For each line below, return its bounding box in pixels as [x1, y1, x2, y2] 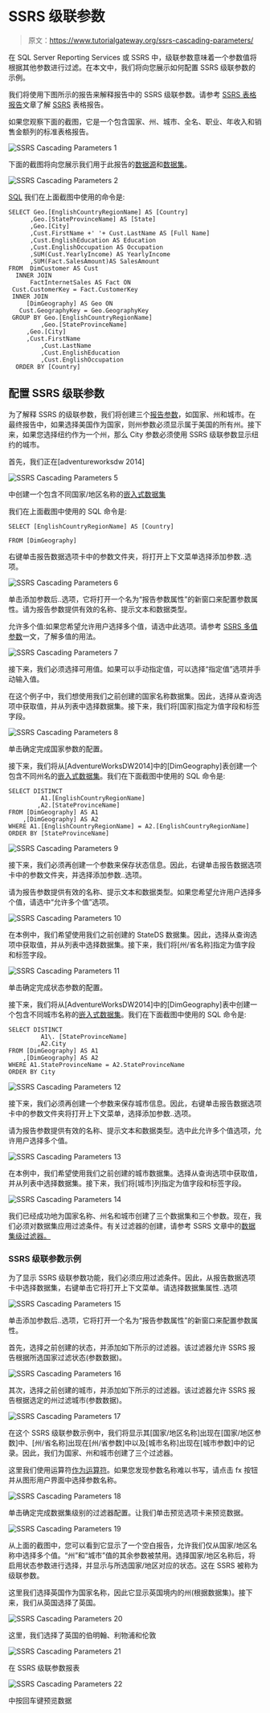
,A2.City [37, 1040, 67, 1048]
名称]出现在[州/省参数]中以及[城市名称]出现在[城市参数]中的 [51, 1438, 248, 1448]
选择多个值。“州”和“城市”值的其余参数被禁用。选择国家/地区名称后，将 [22, 1551, 256, 1560]
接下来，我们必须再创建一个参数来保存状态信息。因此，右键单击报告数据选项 [8, 860, 262, 869]
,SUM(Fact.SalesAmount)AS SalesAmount [29, 257, 160, 265]
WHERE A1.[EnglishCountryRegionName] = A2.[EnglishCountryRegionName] [8, 822, 250, 830]
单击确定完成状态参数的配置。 [8, 982, 107, 992]
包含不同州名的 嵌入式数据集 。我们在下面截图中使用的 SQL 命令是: [8, 771, 226, 780]
